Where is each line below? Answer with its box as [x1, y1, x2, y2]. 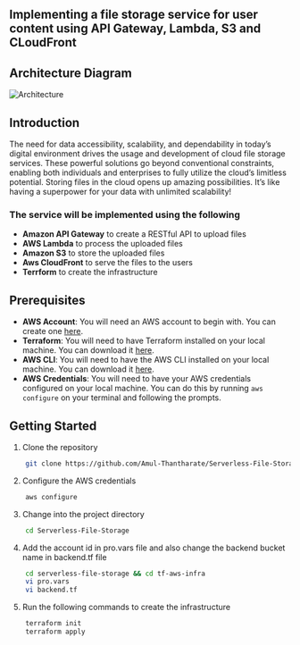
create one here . [21, 326, 83, 337]
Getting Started [9, 418, 97, 433]
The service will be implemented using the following [9, 208, 241, 221]
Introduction [9, 115, 80, 130]
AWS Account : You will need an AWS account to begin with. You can [21, 316, 277, 327]
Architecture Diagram [9, 65, 132, 80]
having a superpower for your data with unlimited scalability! [9, 187, 232, 197]
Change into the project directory [21, 508, 145, 519]
